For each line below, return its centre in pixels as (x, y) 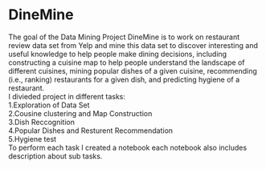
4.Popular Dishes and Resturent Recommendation (91, 131)
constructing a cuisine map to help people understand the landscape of (127, 62)
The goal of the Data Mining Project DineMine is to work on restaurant (124, 37)
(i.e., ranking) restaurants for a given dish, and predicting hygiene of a (124, 79)
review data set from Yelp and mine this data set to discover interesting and (133, 45)
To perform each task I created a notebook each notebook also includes (128, 147)
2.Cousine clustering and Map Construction (80, 113)
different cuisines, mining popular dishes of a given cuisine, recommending (133, 70)
